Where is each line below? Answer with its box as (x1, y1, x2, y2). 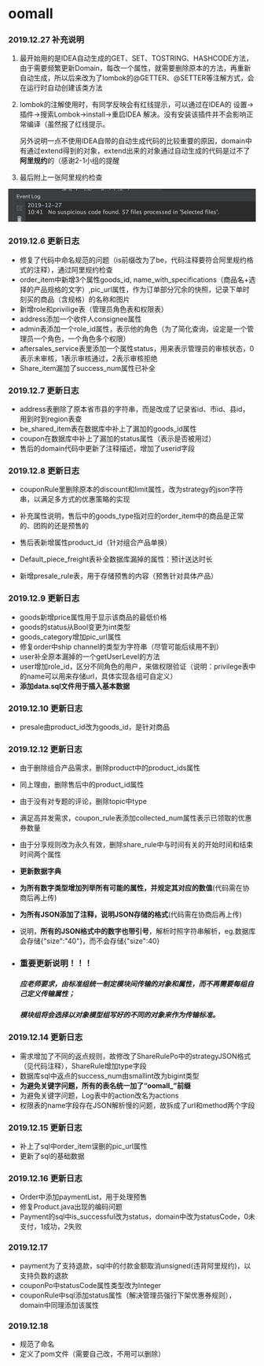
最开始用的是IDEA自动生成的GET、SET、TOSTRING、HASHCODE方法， (19, 54, 254, 63)
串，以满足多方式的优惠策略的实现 (19, 494, 130, 504)
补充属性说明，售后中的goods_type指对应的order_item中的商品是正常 (19, 511, 244, 520)
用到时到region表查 (19, 414, 82, 424)
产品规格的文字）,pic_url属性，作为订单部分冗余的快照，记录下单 (33, 284, 244, 294)
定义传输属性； (26, 989, 75, 998)
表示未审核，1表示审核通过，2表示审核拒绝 (19, 354, 159, 363)
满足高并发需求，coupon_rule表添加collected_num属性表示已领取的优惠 (19, 813, 252, 823)
